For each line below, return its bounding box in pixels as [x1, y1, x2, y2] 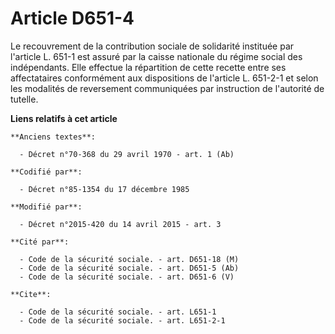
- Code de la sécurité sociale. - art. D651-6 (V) [19, 272, 235, 282]
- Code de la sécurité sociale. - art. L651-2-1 [19, 315, 226, 326]
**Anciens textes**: [10, 132, 97, 142]
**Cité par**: [10, 237, 70, 247]
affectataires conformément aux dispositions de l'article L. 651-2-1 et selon [10, 72, 319, 84]
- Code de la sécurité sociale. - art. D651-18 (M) [19, 254, 240, 264]
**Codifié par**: [10, 167, 83, 177]
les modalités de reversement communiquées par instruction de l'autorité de [10, 82, 325, 94]
